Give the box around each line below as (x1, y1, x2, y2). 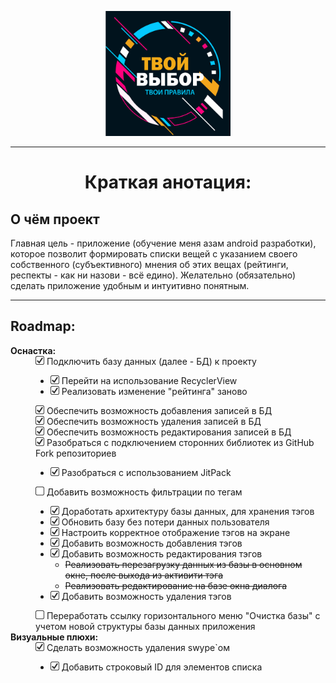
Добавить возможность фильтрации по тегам (46, 486, 243, 498)
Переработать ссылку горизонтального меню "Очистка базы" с (46, 609, 321, 621)
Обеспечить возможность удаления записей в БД (46, 415, 262, 427)
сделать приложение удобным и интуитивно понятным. (10, 280, 250, 291)
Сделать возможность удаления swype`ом (46, 641, 230, 653)
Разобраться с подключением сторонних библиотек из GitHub (46, 436, 315, 448)
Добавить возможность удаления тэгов (61, 590, 232, 602)
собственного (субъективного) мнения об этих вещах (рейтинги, (10, 259, 289, 270)
